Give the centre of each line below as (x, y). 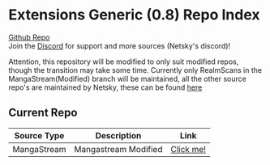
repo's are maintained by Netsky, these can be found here (105, 87)
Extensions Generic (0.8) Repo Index (135, 15)
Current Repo (43, 113)
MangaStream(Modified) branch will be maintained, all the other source (128, 78)
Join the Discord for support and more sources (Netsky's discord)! (120, 45)
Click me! (188, 149)
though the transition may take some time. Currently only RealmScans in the (135, 70)
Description (118, 135)
